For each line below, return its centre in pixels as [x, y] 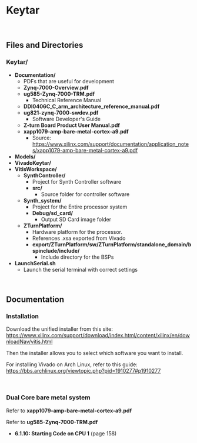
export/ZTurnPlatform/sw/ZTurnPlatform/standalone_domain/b [112, 244]
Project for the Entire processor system [80, 207]
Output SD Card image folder [76, 219]
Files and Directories [45, 45]
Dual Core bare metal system [48, 398]
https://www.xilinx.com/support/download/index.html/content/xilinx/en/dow [98, 335]
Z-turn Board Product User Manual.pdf [72, 125]
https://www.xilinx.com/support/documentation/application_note [111, 144]
